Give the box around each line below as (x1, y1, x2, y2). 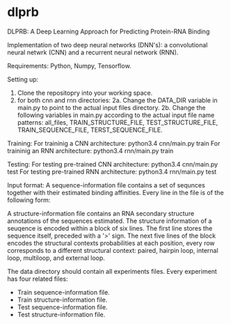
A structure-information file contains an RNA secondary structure (7, 209, 195, 217)
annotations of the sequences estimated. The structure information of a (7, 217, 212, 225)
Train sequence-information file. (17, 288, 110, 296)
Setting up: (7, 75, 39, 84)
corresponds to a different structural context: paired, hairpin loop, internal (7, 246, 218, 254)
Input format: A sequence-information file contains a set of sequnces (7, 180, 205, 189)
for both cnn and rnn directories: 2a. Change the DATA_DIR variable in (17, 95, 218, 105)
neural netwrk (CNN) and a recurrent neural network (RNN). (7, 48, 179, 56)
